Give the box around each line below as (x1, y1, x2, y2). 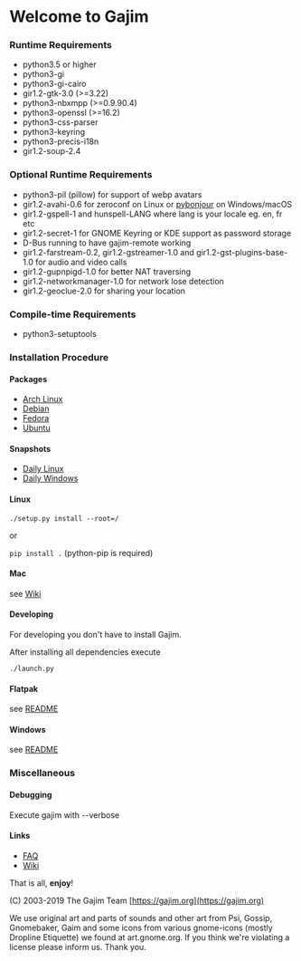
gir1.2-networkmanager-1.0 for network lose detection (22, 275, 224, 286)
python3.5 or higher (22, 59, 97, 70)
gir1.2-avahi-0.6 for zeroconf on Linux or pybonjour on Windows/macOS (22, 198, 293, 209)
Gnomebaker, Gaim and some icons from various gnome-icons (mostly (9, 922, 273, 933)
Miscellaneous (9, 767, 75, 780)
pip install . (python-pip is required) (9, 547, 154, 558)
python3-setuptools (22, 329, 97, 340)
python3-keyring (22, 127, 86, 138)
